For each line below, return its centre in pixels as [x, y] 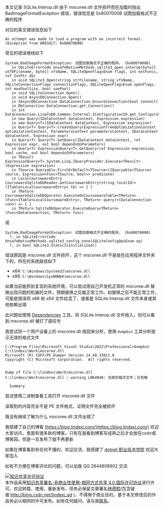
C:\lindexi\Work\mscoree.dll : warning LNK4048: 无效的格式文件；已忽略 [76, 378]
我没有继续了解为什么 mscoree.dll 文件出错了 [50, 416]
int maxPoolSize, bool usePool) [38, 89]
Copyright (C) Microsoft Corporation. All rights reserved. [69, 360]
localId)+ [126, 183]
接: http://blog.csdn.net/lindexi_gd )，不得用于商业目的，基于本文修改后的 [79, 495]
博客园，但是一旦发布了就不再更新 [39, 439]
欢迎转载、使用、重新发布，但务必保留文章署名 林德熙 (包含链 [74, 488]
